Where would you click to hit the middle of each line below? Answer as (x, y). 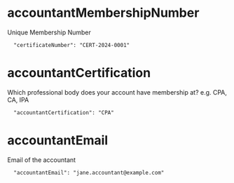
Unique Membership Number (49, 32)
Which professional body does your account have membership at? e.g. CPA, (117, 92)
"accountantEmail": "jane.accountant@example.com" (89, 172)
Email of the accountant (41, 160)
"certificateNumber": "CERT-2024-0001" (72, 45)
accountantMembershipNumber (103, 13)
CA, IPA (18, 100)
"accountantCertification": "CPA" (64, 113)
